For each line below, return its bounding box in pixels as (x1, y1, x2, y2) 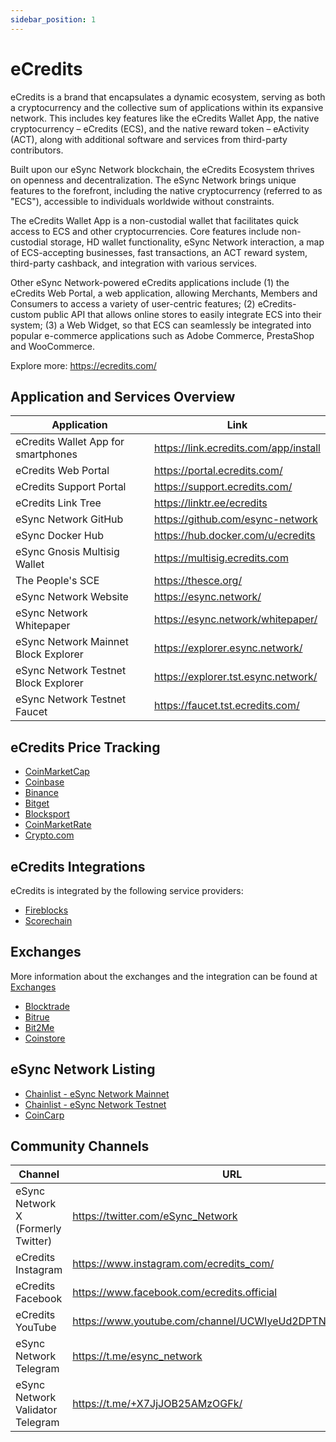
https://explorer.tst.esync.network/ (153, 670, 318, 684)
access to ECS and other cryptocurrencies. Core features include (10, 225, 280, 237)
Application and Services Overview (10, 388, 236, 405)
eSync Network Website (15, 590, 129, 604)
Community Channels (10, 1138, 150, 1155)
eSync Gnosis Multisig (15, 545, 120, 559)
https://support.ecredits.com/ (153, 480, 293, 494)
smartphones (15, 447, 78, 461)
